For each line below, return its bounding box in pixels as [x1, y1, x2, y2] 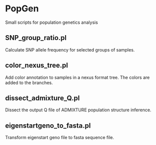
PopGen [5, 3, 39, 14]
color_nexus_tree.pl [5, 61, 68, 70]
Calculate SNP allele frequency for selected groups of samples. [5, 47, 135, 52]
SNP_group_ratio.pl [5, 34, 67, 42]
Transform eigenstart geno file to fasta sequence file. [5, 135, 114, 141]
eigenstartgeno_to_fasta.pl [5, 121, 91, 130]
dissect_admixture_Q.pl [5, 94, 80, 102]
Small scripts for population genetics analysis [5, 19, 98, 25]
